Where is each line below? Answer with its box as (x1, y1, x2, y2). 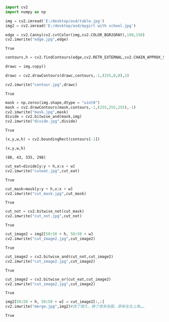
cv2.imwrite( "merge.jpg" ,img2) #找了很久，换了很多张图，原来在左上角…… (5, 304, 145, 309)
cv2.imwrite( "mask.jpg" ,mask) (5, 109, 69, 114)
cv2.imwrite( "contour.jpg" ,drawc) (5, 82, 78, 87)
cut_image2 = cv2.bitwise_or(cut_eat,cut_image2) (5, 277, 112, 282)
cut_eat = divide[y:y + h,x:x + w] (5, 164, 75, 169)
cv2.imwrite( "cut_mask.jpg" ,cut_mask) (5, 191, 87, 196)
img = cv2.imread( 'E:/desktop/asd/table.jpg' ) (5, 18, 105, 24)
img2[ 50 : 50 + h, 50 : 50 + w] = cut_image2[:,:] (5, 299, 105, 304)
